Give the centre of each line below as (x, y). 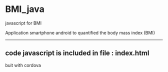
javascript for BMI (23, 23)
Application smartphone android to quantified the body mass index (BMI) (80, 32)
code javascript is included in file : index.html (77, 53)
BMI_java (25, 9)
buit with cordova (23, 65)
